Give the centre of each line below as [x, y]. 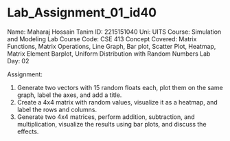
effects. [28, 131]
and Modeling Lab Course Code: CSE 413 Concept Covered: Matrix [102, 39]
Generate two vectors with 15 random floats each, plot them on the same [120, 87]
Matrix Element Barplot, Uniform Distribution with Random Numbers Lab [109, 54]
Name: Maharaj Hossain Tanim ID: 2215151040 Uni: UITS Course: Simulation [114, 32]
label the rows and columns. [57, 109]
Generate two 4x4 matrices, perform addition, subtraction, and [106, 117]
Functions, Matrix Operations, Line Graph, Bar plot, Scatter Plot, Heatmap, [112, 46]
